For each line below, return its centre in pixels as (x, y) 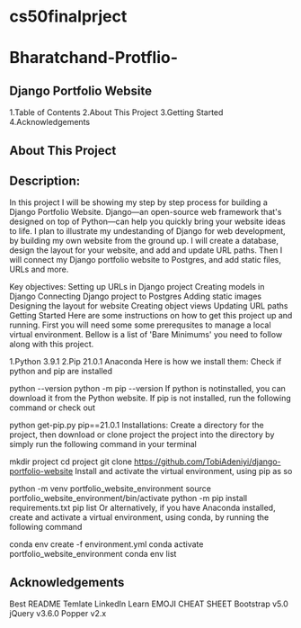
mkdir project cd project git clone (71, 462)
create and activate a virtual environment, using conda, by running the (139, 517)
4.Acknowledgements (50, 122)
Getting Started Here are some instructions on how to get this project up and (151, 316)
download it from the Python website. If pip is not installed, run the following (150, 399)
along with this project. (52, 345)
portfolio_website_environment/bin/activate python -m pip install (128, 498)
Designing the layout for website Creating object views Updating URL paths (149, 306)
